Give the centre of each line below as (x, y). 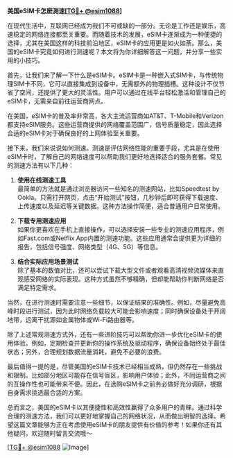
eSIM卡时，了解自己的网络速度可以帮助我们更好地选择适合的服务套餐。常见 (115, 156)
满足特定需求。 (38, 288)
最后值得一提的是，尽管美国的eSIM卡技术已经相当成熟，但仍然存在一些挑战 (115, 366)
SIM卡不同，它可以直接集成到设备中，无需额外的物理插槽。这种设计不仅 (116, 84)
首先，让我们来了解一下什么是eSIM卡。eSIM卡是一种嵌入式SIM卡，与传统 (112, 75)
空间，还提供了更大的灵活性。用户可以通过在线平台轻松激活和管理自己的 (122, 92)
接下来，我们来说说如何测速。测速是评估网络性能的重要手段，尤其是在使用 (113, 148)
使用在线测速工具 (42, 180)
